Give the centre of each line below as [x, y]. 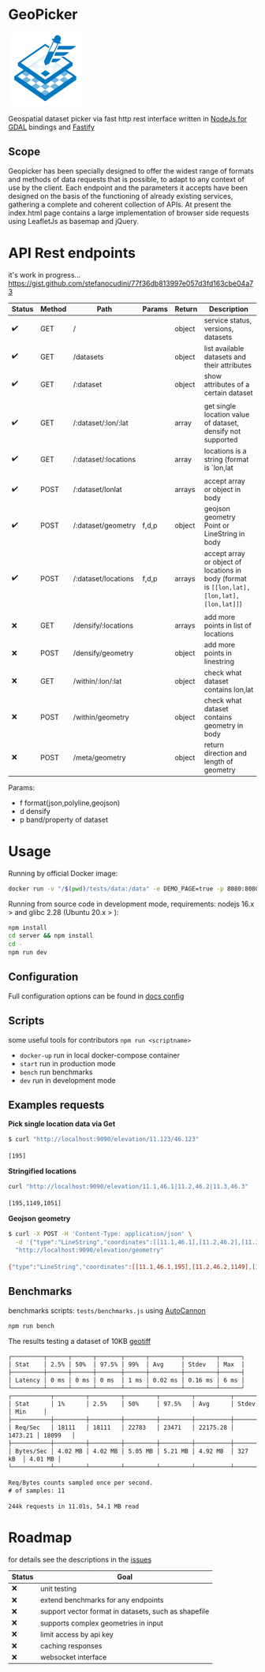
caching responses [71, 1646]
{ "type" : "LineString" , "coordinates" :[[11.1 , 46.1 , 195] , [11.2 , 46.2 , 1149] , [130, 1267]
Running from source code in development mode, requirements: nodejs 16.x [131, 904]
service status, [228, 320]
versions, [219, 329]
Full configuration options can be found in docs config [96, 996]
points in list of [228, 625]
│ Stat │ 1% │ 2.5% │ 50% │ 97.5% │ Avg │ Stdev [132, 1404]
